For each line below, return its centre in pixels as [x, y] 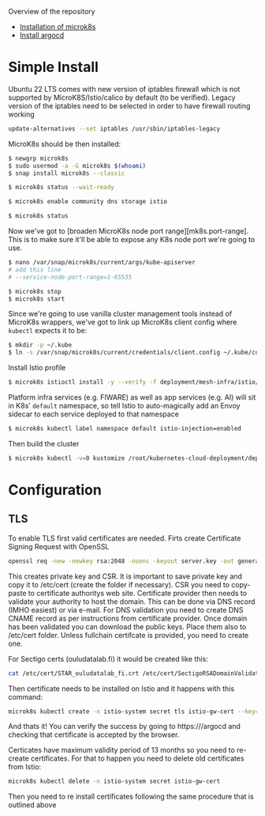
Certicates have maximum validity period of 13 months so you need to [121, 750]
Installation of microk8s [58, 27]
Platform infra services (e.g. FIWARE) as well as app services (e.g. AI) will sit [132, 397]
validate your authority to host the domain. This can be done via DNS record [132, 602]
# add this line [35, 269]
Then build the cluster [44, 443]
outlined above [32, 805]
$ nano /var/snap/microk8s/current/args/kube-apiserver [102, 263]
